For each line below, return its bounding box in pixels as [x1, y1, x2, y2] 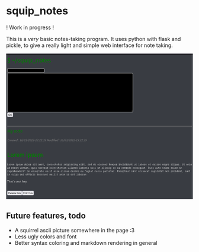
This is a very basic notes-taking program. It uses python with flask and [6, 35, 181, 42]
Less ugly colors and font [14, 233, 77, 240]
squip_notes [6, 4, 69, 18]
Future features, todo [6, 211, 86, 221]
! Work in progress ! [6, 24, 54, 31]
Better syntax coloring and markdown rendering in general [14, 239, 158, 246]
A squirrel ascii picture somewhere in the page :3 [14, 226, 135, 234]
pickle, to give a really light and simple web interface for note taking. [6, 42, 173, 49]
